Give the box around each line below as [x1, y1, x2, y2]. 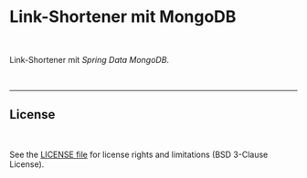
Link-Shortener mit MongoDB [9, 6, 237, 27]
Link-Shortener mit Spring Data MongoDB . [9, 54, 170, 65]
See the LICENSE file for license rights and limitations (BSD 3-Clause [9, 149, 269, 160]
